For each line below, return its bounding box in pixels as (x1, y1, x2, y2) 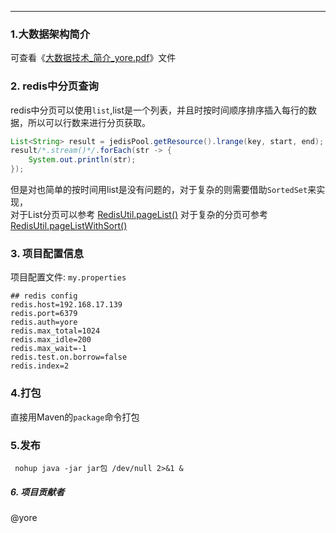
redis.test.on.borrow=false (10, 352, 128, 363)
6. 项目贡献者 (10, 486, 65, 498)
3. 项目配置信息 (10, 247, 85, 261)
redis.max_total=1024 (10, 326, 101, 336)
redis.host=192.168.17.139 (10, 300, 123, 310)
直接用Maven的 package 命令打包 (10, 411, 140, 423)
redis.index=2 (10, 361, 70, 371)
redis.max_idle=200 (10, 335, 92, 345)
